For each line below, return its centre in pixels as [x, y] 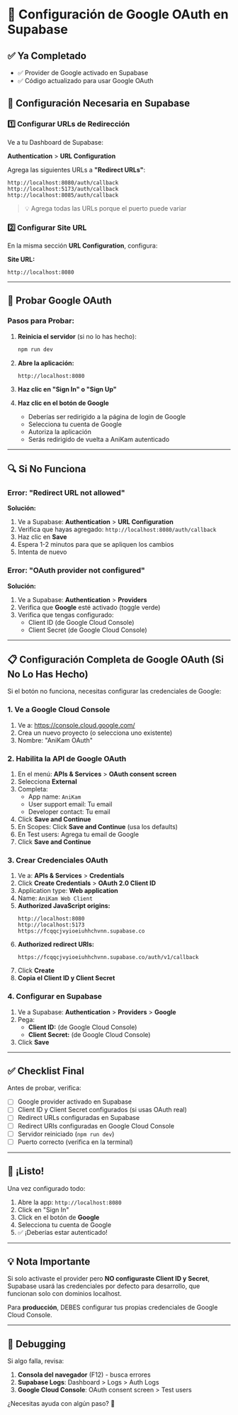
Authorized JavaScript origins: [64, 906]
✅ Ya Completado [47, 56]
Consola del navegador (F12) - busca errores [84, 1375]
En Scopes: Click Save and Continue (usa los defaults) [98, 826]
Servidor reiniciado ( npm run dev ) [66, 1133]
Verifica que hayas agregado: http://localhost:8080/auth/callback [117, 529]
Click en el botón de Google [58, 1217]
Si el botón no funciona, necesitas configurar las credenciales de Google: [114, 692]
